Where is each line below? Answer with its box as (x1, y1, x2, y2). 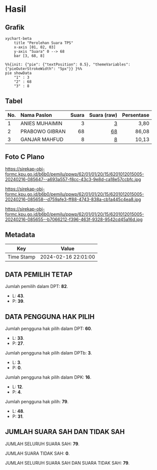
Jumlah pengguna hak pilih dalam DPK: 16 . (5, 374, 92, 380)
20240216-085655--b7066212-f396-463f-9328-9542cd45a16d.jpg (5, 216, 143, 222)
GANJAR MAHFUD (20, 136, 64, 143)
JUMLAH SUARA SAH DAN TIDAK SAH (5, 428, 125, 436)
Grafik (5, 23, 25, 32)
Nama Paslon (20, 111, 52, 118)
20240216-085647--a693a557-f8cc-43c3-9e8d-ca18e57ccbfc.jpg (5, 176, 141, 182)
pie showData (5, 71, 32, 75)
